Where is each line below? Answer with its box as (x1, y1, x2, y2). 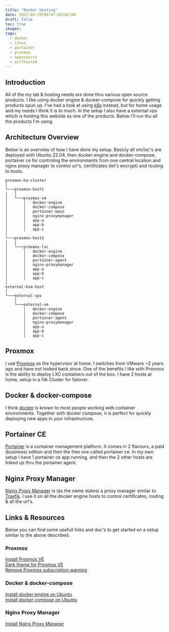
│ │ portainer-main (5, 209, 65, 214)
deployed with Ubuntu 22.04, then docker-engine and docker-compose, (5, 152, 156, 158)
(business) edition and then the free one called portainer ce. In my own (5, 449, 154, 455)
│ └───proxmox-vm (5, 196, 47, 201)
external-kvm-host (5, 284, 44, 289)
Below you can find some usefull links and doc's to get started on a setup (5, 527, 159, 533)
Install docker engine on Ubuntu (5, 591, 73, 597)
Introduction (5, 78, 46, 87)
